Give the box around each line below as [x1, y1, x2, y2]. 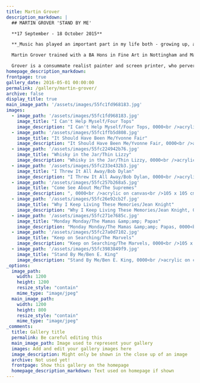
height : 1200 [17, 279, 49, 285]
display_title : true [6, 96, 58, 102]
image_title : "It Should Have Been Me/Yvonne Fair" [17, 135, 148, 141]
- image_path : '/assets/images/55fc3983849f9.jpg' [11, 246, 140, 252]
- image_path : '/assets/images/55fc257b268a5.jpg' [11, 180, 140, 186]
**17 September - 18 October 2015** [11, 30, 102, 36]
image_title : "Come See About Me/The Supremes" [17, 185, 137, 191]
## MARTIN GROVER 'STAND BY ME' [11, 20, 92, 26]
